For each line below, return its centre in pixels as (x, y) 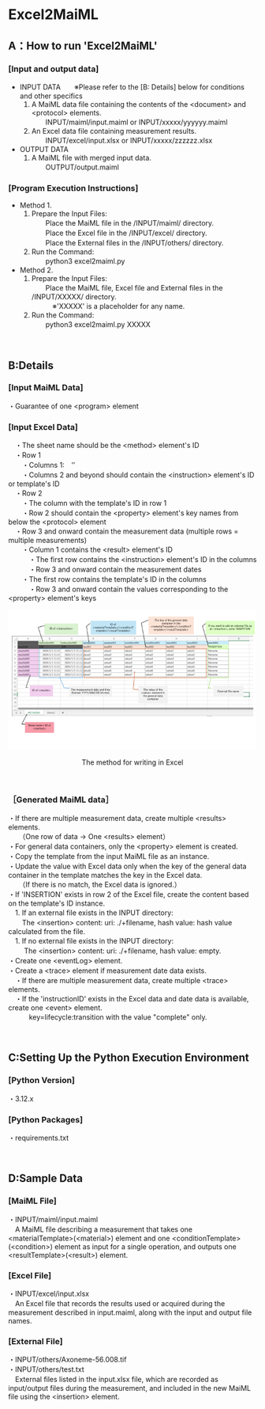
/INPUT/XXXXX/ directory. (74, 297)
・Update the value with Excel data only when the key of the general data (127, 866)
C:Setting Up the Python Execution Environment (129, 1058)
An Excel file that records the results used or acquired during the (120, 1303)
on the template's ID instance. (57, 903)
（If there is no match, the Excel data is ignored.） (101, 884)
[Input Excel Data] (43, 427)
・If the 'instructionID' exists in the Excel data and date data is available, (132, 998)
